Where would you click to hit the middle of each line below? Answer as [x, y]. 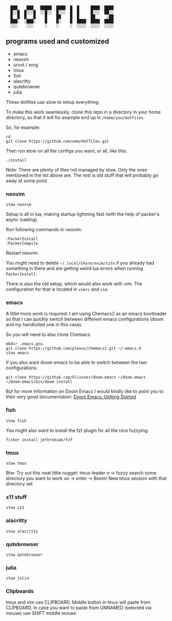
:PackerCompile [22, 243]
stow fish [16, 421]
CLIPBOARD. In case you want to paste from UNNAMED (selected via [79, 608]
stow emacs [17, 353]
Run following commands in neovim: [44, 230]
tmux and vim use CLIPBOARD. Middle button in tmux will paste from [78, 603]
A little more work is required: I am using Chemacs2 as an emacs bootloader [86, 314]
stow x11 [15, 508]
